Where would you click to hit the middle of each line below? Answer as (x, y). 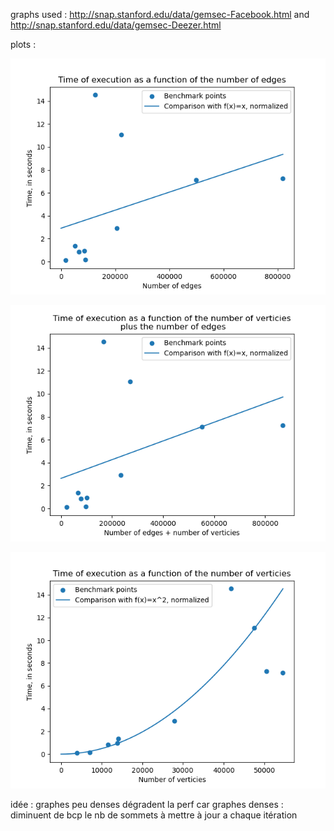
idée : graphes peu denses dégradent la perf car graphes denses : (147, 804)
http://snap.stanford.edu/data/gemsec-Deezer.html (116, 25)
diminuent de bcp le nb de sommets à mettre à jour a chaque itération (154, 815)
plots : (23, 44)
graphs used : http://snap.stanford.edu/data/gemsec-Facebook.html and (160, 14)
